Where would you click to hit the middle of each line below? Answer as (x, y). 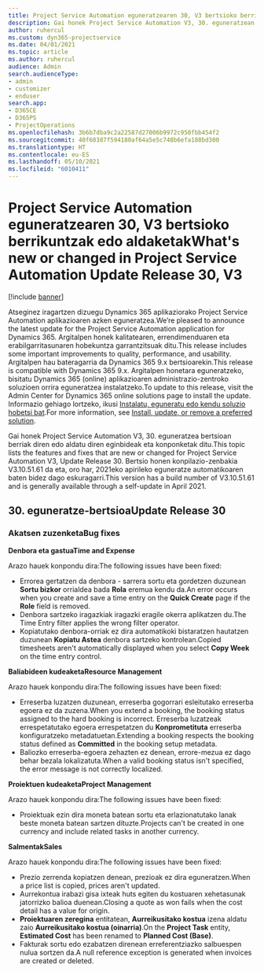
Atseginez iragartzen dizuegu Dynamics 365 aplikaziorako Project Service (128, 312)
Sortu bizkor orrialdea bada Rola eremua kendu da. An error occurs (128, 589)
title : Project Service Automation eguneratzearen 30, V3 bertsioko (123, 15)
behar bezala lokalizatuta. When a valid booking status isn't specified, (132, 760)
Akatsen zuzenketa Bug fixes (64, 534)
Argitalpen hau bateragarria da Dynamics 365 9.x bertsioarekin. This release (130, 362)
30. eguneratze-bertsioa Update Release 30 (117, 511)
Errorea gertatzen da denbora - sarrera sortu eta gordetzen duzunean (132, 581)
